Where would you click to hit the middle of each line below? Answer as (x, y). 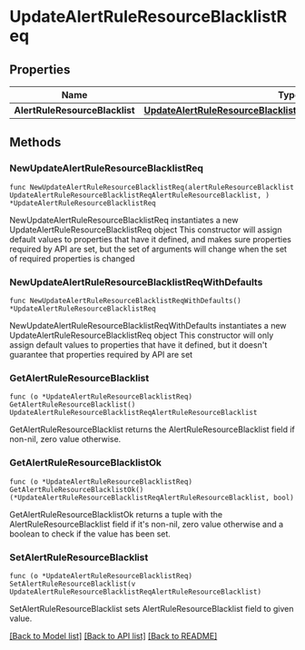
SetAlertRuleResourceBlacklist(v (73, 584)
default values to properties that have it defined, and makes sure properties (151, 239)
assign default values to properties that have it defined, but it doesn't (138, 345)
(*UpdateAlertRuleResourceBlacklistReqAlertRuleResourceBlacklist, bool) (152, 497)
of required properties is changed (72, 258)
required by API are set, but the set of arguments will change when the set (148, 249)
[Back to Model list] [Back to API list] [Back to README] (113, 635)
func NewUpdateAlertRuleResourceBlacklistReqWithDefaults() (126, 300)
